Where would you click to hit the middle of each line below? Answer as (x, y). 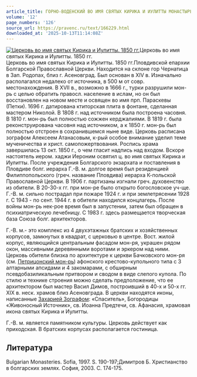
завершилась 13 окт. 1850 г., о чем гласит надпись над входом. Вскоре (95, 150)
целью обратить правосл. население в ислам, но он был (89, 94)
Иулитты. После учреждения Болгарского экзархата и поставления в (93, 163)
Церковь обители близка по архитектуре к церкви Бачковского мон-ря (96, 255)
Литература (29, 348)
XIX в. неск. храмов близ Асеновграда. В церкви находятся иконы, (90, 293)
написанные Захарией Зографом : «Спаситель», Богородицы (82, 299)
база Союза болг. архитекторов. (46, 219)
